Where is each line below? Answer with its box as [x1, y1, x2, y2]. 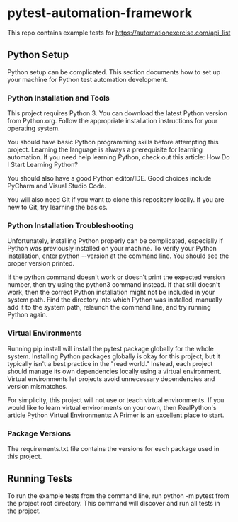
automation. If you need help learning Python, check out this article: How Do [7, 153, 230, 161]
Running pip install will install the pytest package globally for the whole [7, 344, 214, 353]
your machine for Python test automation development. [7, 75, 169, 84]
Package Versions [7, 429, 72, 438]
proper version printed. [7, 259, 75, 268]
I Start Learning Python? [7, 161, 78, 169]
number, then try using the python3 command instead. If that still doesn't [7, 280, 220, 289]
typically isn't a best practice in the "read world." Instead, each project [7, 359, 213, 368]
